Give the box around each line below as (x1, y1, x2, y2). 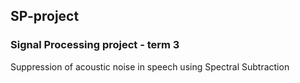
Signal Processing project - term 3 (10, 38, 180, 52)
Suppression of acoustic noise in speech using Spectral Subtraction (10, 60, 290, 73)
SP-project (10, 8, 80, 25)
